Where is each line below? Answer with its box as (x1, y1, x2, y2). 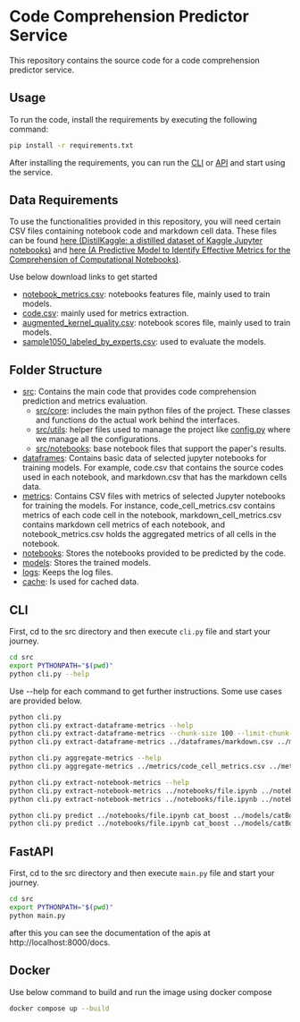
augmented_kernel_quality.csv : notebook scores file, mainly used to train (21, 318, 291, 328)
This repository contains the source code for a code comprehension (9, 55, 261, 65)
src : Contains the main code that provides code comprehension (21, 387, 257, 397)
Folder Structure (9, 362, 103, 378)
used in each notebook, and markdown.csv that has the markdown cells (21, 472, 287, 482)
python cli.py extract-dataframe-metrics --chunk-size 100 (9, 729, 234, 738)
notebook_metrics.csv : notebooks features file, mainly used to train (21, 289, 271, 300)
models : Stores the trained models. (21, 558, 152, 568)
